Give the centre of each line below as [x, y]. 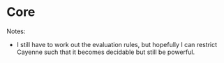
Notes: [16, 31]
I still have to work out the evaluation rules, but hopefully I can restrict [117, 44]
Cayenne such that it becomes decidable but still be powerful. [106, 52]
